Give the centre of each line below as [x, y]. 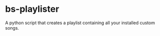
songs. [12, 28]
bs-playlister [32, 9]
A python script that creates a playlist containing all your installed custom [80, 23]
